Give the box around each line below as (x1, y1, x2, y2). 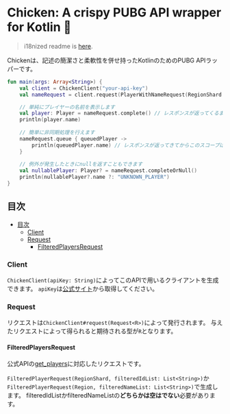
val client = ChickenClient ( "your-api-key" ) (19, 84, 149, 92)
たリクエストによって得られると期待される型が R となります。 (7, 327, 177, 335)
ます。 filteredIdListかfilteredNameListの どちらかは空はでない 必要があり (7, 391, 210, 399)
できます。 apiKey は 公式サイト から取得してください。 (7, 284, 159, 293)
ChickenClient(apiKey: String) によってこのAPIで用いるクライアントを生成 (7, 276, 219, 284)
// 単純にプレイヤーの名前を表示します (19, 103, 115, 110)
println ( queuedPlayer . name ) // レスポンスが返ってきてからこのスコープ (31, 142, 220, 149)
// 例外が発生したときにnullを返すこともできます (19, 161, 143, 168)
